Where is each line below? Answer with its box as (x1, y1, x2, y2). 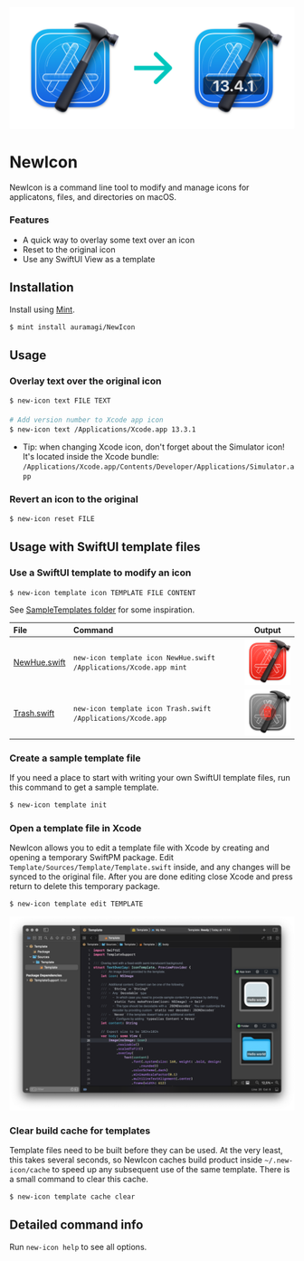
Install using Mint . (9, 304, 75, 315)
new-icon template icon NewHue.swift (73, 654, 215, 663)
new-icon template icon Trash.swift (73, 705, 212, 714)
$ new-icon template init (9, 801, 107, 810)
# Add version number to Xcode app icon (9, 415, 165, 424)
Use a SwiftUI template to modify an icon (9, 566, 192, 579)
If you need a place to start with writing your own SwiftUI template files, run (9, 773, 291, 783)
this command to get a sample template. (9, 782, 159, 793)
